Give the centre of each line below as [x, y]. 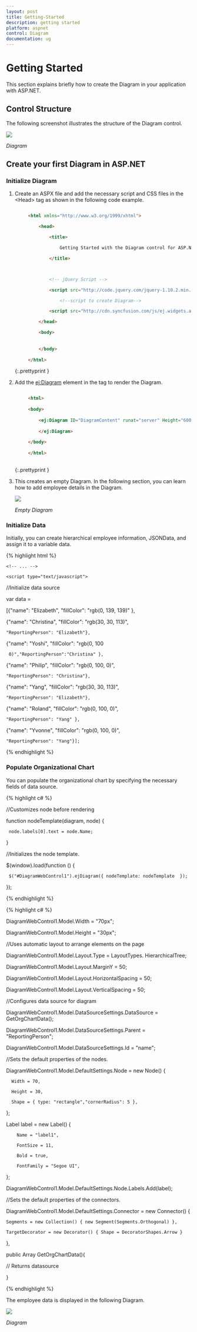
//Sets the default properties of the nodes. [57, 1059]
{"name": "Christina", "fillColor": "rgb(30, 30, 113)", [67, 622]
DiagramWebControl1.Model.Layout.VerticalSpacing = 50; [76, 989]
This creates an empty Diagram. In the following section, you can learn [100, 481]
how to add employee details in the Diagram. [69, 487]
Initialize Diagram [31, 181]
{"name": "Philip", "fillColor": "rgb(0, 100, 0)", [61, 665]
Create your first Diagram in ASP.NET [76, 165]
